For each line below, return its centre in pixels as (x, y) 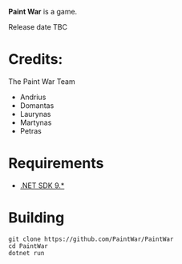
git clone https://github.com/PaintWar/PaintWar (91, 239)
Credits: (36, 60)
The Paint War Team (42, 81)
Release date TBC (38, 27)
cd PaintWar (28, 246)
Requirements (56, 164)
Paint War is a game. (43, 12)
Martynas (36, 122)
